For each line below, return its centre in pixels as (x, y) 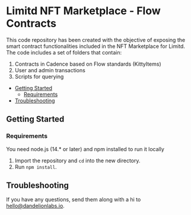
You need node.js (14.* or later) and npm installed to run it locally (85, 149)
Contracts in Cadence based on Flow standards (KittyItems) (88, 64)
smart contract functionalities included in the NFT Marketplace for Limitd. (96, 46)
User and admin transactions (50, 70)
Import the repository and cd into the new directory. (77, 161)
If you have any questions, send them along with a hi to (74, 200)
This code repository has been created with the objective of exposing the (96, 40)
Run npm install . (36, 166)
